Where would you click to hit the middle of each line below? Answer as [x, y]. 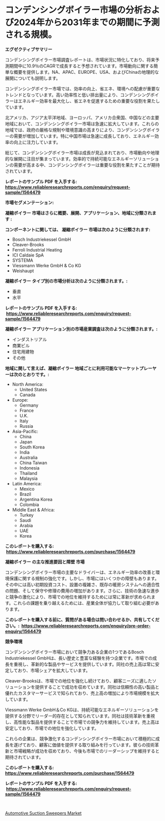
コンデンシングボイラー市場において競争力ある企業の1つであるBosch [75, 652]
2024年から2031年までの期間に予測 [87, 22]
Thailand [28, 473]
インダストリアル [29, 339]
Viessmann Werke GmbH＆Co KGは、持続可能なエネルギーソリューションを [82, 710]
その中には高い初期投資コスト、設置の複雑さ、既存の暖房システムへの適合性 [82, 584]
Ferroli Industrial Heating [37, 250]
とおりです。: [36, 374]
